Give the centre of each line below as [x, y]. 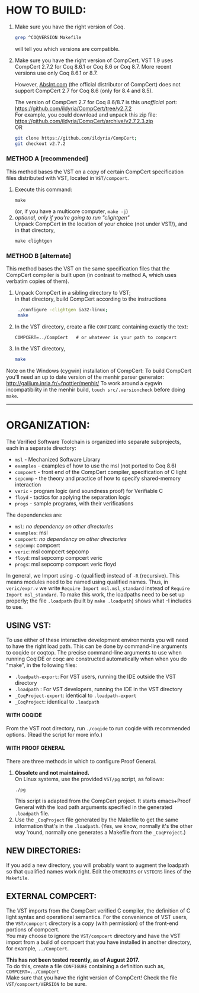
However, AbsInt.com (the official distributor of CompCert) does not [97, 84]
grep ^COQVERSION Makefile [48, 37]
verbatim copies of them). [38, 281]
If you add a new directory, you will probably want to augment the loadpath [98, 865]
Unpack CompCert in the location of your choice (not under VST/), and [101, 224]
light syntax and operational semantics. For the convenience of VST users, [97, 917]
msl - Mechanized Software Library [57, 459]
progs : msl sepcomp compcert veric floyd [65, 564]
